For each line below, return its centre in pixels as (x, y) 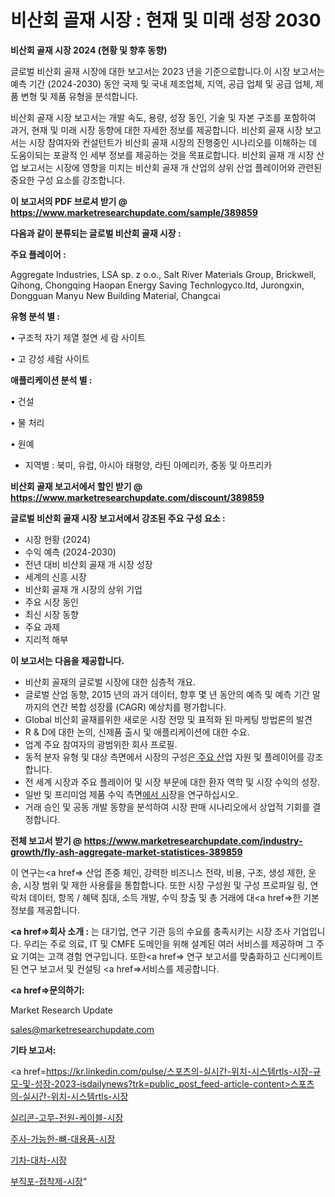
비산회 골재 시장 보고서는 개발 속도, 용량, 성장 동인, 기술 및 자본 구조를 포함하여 (163, 117)
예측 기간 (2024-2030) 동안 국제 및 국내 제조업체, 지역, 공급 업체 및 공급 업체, (161, 83)
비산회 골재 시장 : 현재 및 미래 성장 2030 (166, 20)
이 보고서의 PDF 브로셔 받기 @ (69, 201)
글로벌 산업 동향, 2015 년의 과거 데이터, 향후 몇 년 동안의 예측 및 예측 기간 (167, 694)
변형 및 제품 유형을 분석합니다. (79, 96)
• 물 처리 (27, 422)
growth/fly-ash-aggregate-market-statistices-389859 (126, 852)
